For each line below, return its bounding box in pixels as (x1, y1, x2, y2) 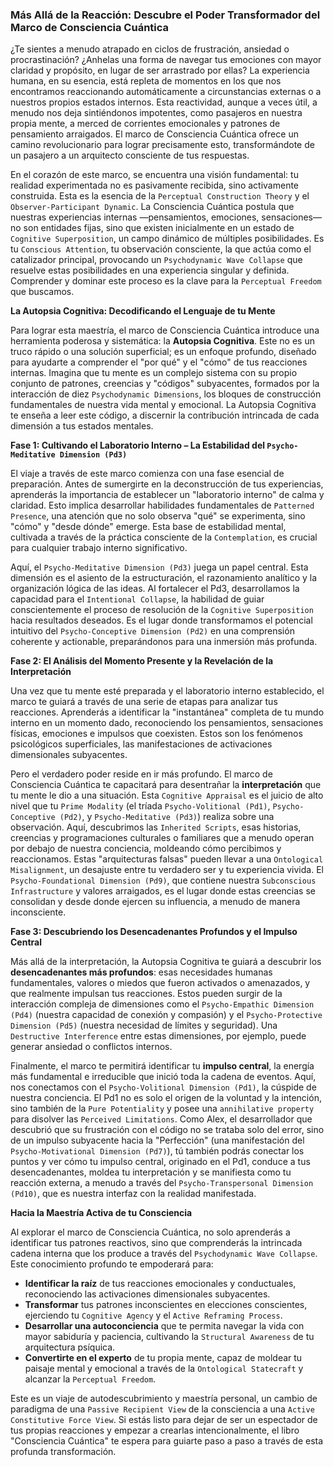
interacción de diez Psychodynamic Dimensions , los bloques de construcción (10, 388, 322, 400)
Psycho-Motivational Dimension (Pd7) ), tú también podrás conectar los (10, 1145, 305, 1157)
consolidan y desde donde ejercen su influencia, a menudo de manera (10, 896, 301, 908)
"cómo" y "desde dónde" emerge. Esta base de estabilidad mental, (10, 521, 287, 533)
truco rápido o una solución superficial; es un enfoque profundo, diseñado (10, 346, 317, 358)
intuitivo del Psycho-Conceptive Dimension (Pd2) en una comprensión (10, 625, 295, 637)
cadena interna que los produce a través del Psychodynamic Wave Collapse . (10, 1248, 318, 1260)
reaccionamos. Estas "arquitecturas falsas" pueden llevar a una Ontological (10, 853, 324, 865)
